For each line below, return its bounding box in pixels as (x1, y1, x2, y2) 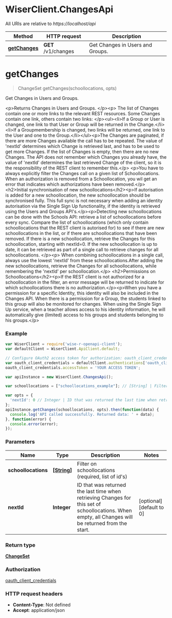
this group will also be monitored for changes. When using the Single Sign (5, 301, 161, 307)
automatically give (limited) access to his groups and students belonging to (5, 311, 164, 318)
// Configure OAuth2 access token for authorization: (5, 355, 123, 360)
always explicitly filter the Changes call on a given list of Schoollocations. (5, 170, 160, 176)
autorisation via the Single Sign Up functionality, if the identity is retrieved (5, 203, 160, 209)
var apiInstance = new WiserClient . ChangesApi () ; (5, 374, 114, 379)
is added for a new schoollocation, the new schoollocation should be (5, 192, 150, 198)
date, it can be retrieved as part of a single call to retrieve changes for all (5, 246, 159, 252)
